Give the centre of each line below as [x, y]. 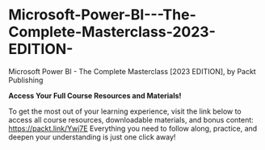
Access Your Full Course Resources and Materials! [95, 95]
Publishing [26, 80]
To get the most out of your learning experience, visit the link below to [125, 111]
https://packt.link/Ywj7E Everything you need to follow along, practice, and [133, 128]
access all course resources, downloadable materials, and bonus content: [131, 119]
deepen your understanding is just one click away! [92, 137]
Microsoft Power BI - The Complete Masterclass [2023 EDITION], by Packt [132, 71]
